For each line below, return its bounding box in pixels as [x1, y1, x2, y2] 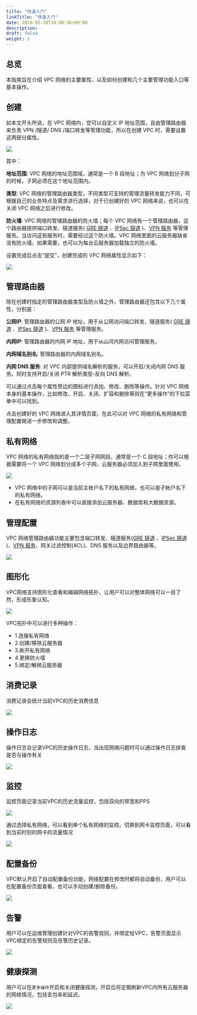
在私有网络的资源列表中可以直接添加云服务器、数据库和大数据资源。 [14, 499, 179, 506]
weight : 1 [6, 36, 30, 42]
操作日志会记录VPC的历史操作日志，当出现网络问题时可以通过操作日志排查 [6, 743, 186, 751]
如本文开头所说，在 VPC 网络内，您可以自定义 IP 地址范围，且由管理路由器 [6, 119, 186, 126]
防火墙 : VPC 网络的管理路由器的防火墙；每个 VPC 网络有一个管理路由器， [6, 217, 184, 224]
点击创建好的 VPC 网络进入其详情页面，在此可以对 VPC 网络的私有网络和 [6, 410, 182, 417]
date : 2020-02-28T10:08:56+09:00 [6, 19, 88, 25]
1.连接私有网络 [14, 632, 50, 639]
